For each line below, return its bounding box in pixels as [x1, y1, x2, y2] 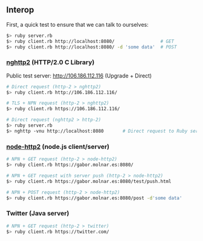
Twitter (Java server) [6, 209, 69, 217]
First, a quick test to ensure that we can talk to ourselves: [6, 21, 149, 28]
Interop [6, 5, 34, 15]
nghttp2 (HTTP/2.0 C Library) [6, 58, 95, 67]
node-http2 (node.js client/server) [6, 142, 110, 151]
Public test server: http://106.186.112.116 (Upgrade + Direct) [6, 72, 152, 79]
